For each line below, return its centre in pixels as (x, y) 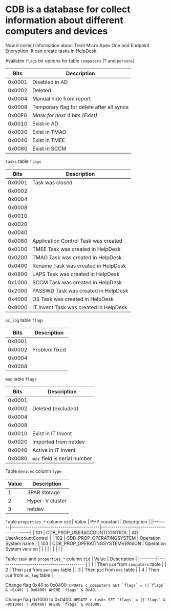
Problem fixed (49, 349)
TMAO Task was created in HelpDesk (77, 257)
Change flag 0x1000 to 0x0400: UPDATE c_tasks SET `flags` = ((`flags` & (85, 599)
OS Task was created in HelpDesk (73, 299)
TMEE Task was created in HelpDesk (77, 249)
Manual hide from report (62, 98)
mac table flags (21, 379)
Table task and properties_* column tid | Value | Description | (71, 559)
